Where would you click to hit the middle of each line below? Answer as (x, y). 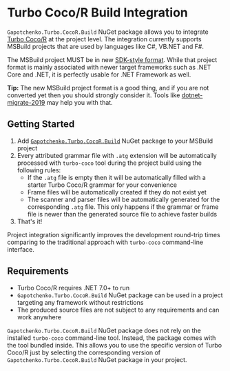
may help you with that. (80, 102)
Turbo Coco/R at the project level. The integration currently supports (104, 39)
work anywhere (39, 317)
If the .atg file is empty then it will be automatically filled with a (117, 177)
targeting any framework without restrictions (80, 302)
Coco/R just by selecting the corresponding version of (84, 352)
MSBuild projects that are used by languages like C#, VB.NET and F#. (106, 46)
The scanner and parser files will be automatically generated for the (124, 199)
